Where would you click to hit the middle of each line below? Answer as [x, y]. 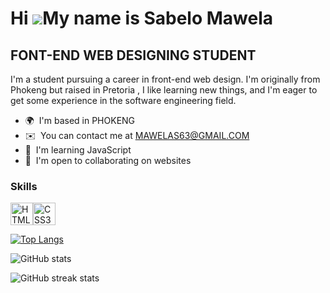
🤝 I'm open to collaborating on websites [108, 160]
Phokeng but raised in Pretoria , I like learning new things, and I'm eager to [164, 90]
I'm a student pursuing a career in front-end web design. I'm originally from [165, 79]
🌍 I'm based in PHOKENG [80, 120]
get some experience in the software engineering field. [123, 100]
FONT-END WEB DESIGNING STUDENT [133, 55]
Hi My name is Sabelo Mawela [142, 18]
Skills [24, 186]
